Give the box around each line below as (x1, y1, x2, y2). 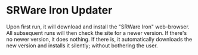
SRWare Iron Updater (6, 4, 113, 17)
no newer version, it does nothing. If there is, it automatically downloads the (6, 35, 193, 43)
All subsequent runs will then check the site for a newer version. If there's (6, 29, 187, 36)
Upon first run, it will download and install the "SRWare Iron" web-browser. (6, 23, 190, 30)
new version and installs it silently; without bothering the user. (6, 42, 158, 49)
